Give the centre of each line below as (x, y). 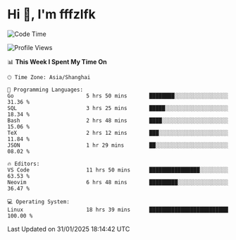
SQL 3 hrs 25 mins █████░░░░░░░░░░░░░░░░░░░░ (118, 108)
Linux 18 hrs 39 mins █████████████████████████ (118, 210)
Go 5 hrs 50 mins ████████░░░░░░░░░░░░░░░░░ (118, 96)
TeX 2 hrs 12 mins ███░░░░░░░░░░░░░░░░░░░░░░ (118, 133)
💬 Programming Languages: (45, 90)
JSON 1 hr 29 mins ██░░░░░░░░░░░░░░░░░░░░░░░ (118, 145)
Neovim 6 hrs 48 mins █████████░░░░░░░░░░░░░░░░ (118, 182)
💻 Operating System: (39, 202)
